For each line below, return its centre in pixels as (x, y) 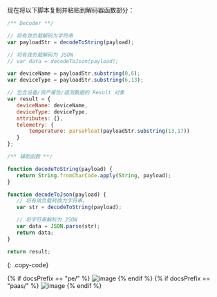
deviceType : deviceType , (52, 112)
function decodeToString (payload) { (60, 169)
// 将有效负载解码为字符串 (40, 36)
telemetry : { (35, 125)
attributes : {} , (40, 118)
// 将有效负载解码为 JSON (40, 55)
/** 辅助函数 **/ (30, 156)
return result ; (29, 251)
